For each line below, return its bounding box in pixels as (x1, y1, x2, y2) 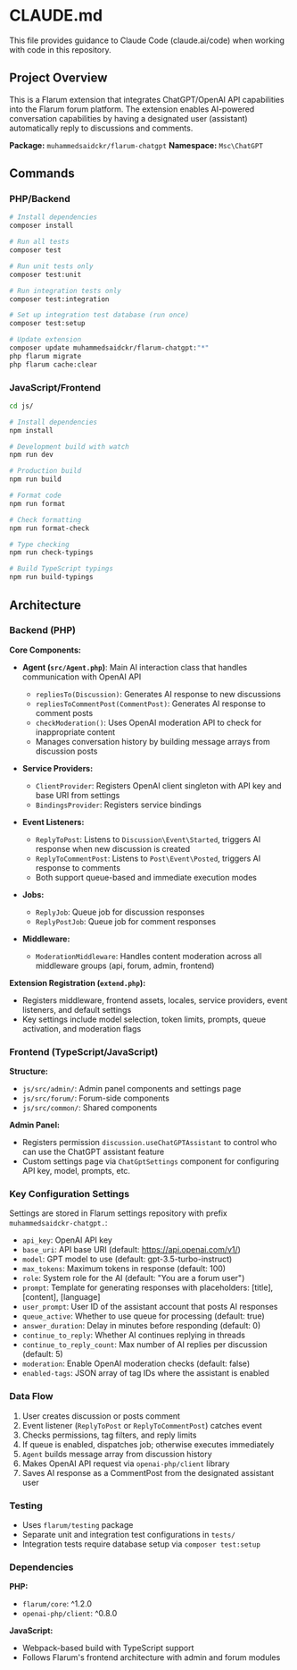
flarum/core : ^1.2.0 (21, 1598, 92, 1609)
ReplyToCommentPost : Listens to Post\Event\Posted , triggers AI (35, 853, 261, 864)
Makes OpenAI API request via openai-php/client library (21, 1458, 230, 1469)
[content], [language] (21, 1292, 101, 1303)
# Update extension (9, 335, 82, 344)
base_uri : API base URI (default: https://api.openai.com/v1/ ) (21, 1244, 241, 1255)
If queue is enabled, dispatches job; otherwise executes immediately (21, 1438, 275, 1449)
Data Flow (9, 1390, 54, 1403)
